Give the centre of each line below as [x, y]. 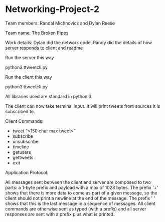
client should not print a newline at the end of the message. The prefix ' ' [80, 198]
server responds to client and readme [44, 48]
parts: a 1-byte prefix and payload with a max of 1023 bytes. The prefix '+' [82, 187]
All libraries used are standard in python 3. [49, 96]
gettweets [23, 157]
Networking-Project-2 [52, 9]
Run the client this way [29, 77]
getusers [22, 152]
